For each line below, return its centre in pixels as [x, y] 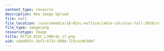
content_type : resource [29, 9]
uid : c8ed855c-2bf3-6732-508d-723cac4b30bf [50, 41]
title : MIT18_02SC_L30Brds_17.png [40, 37]
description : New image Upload [37, 14]
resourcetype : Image [26, 32]
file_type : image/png [27, 28]
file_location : [20, 23]
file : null [16, 18]
